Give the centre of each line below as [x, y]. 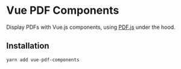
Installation [28, 46]
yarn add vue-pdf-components [43, 60]
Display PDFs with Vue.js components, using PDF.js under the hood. [91, 27]
